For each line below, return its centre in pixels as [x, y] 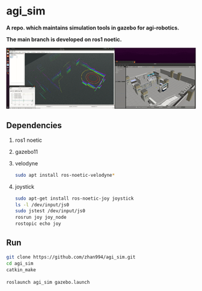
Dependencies [34, 125]
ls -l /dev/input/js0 [42, 205]
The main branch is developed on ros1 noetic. [64, 39]
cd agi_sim [20, 263]
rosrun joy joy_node [41, 218]
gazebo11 [26, 152]
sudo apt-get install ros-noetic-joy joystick [74, 198]
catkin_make [21, 270]
